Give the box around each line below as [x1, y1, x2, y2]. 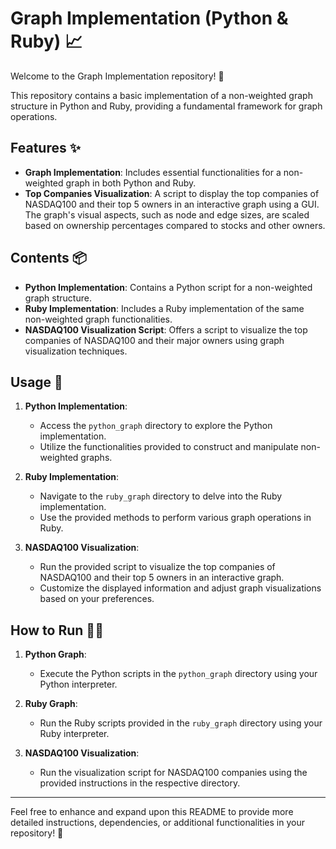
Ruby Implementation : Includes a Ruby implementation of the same [24, 302, 305, 314]
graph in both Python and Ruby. [65, 177, 197, 189]
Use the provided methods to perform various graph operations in [39, 512, 312, 524]
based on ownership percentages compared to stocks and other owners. [24, 219, 326, 231]
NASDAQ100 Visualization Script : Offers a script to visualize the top [24, 323, 308, 336]
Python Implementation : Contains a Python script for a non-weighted [24, 281, 313, 293]
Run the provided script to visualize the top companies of [39, 561, 276, 573]
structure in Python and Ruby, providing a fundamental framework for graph [10, 100, 323, 112]
